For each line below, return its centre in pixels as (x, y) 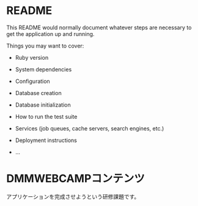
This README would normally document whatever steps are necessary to (99, 27)
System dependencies (43, 69)
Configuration (32, 81)
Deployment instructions (46, 140)
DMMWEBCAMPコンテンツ (76, 179)
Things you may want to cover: (45, 46)
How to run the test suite (46, 116)
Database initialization (43, 105)
